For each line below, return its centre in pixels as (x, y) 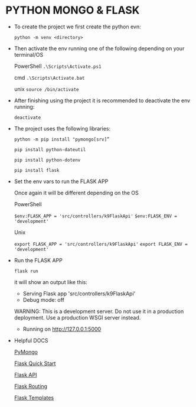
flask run (26, 271)
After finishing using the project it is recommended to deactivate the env (102, 100)
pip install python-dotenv (47, 160)
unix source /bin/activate (46, 89)
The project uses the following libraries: (62, 128)
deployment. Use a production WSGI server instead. (77, 317)
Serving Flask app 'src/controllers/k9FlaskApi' (79, 294)
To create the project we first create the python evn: (77, 27)
